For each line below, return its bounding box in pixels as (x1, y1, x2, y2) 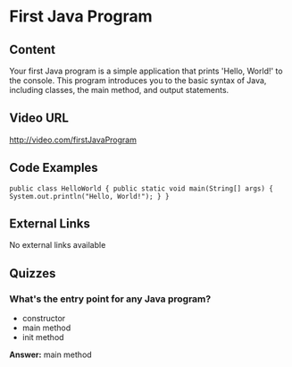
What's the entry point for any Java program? (9, 293, 212, 305)
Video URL (9, 110, 70, 126)
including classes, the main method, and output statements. (9, 85, 229, 95)
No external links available (9, 240, 106, 251)
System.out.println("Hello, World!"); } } (9, 192, 170, 201)
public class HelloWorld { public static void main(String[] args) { (9, 183, 274, 193)
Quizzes (9, 266, 56, 281)
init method (21, 332, 64, 343)
